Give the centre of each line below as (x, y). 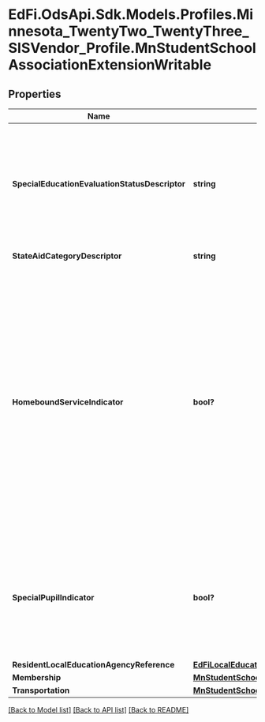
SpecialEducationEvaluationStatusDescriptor (99, 184)
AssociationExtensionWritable (110, 65)
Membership (37, 677)
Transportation (41, 690)
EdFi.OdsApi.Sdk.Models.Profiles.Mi (131, 15)
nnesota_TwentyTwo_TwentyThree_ (129, 31)
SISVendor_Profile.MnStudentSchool (132, 48)
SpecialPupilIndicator (53, 598)
